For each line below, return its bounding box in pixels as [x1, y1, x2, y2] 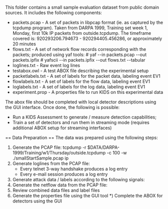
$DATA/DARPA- [87, 144, 120, 150]
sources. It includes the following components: [5, 10, 102, 16]
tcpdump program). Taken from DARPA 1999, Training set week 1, [12, 25, 148, 31]
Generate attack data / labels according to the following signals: [12, 177, 145, 182]
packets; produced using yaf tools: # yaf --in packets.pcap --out [12, 51, 147, 58]
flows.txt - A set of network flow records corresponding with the [12, 46, 146, 52]
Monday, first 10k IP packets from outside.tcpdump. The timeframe [12, 30, 151, 36]
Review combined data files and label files [12, 187, 100, 193]
